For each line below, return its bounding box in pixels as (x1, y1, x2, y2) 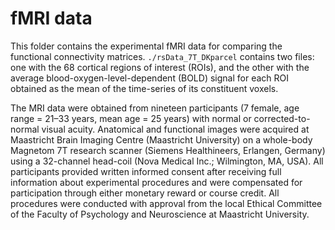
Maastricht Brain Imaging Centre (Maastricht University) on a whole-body (10, 133, 313, 146)
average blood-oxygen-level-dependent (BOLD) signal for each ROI (10, 72, 289, 84)
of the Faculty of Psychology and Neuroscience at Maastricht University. (10, 208, 310, 220)
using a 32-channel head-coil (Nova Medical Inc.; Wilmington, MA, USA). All (10, 155, 324, 167)
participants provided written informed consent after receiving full (10, 165, 282, 177)
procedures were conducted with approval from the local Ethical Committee (10, 197, 323, 209)
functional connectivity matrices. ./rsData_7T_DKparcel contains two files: (10, 50, 315, 62)
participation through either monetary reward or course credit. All (10, 187, 280, 199)
